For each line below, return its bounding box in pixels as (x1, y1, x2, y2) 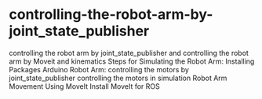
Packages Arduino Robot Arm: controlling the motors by (9, 64, 189, 74)
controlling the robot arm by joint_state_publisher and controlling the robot (9, 48, 249, 57)
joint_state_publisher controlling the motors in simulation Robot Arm (9, 73, 227, 82)
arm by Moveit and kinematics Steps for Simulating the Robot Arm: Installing (9, 57, 255, 66)
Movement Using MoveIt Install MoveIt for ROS (9, 81, 160, 91)
